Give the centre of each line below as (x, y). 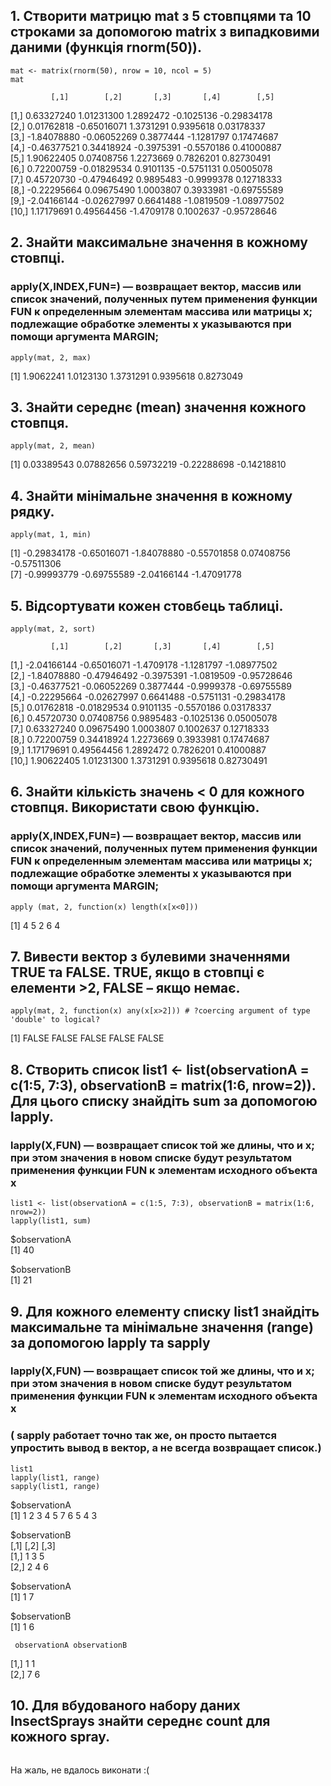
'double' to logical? (55, 1020)
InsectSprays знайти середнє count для (140, 1721)
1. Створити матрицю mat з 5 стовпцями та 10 (161, 16)
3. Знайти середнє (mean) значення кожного (158, 407)
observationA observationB (71, 1645)
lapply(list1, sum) (51, 1221)
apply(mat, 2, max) (51, 357)
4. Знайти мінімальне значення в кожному (151, 495)
